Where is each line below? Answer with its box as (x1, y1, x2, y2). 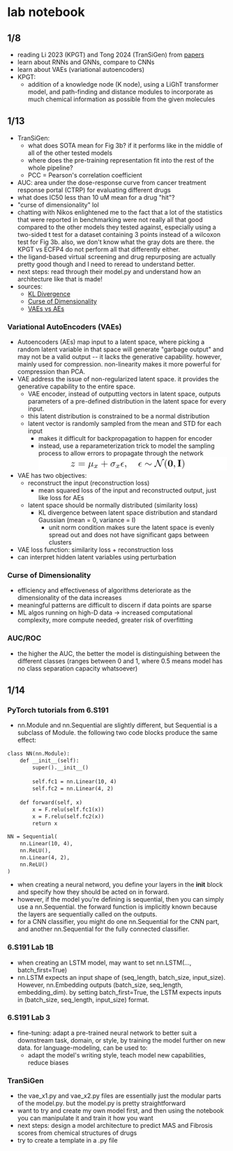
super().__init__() (32, 764, 89, 772)
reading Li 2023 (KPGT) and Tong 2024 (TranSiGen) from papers (17, 50, 204, 59)
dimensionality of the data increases (17, 594, 122, 602)
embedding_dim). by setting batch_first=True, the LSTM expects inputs (17, 988, 222, 996)
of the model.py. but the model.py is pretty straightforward (17, 1099, 186, 1108)
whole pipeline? (27, 163, 73, 172)
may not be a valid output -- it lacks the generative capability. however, (17, 353, 222, 361)
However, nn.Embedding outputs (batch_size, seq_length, (17, 981, 183, 989)
